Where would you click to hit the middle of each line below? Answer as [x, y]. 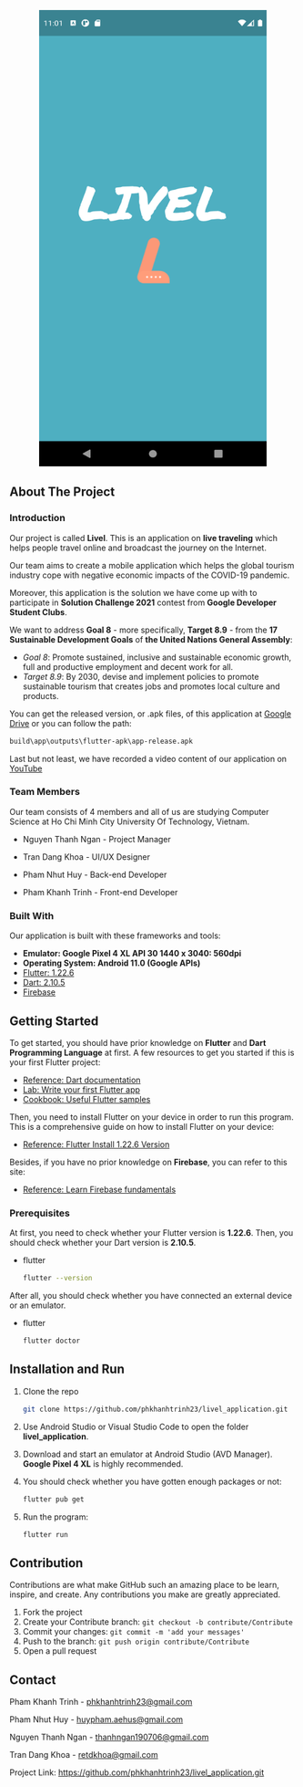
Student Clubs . [38, 611]
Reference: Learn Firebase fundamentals [99, 1189]
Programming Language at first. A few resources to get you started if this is [152, 1052]
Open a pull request [60, 1651]
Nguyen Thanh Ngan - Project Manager [96, 839]
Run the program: [56, 1517]
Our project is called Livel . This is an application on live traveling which [144, 538]
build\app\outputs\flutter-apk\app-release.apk [101, 741]
